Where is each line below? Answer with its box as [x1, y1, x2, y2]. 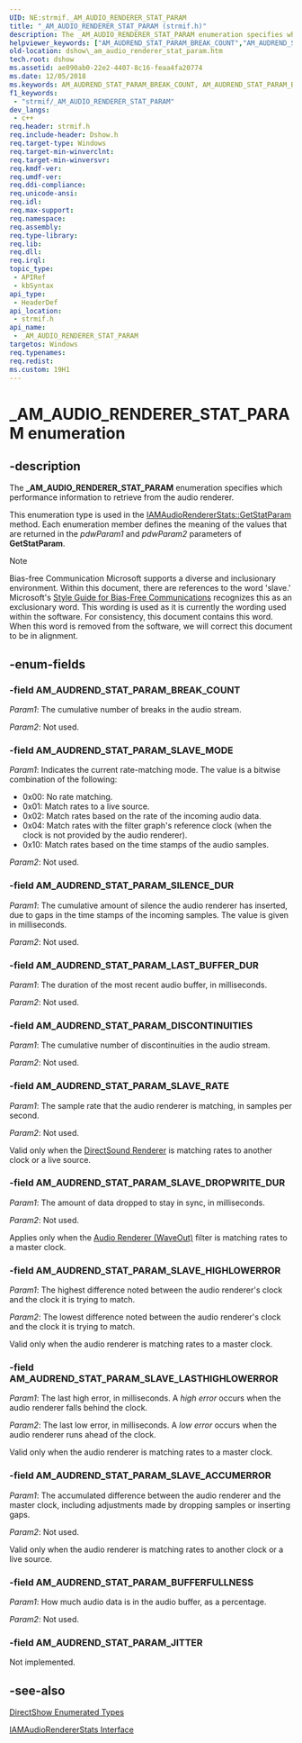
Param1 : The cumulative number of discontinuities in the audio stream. [9, 1039, 271, 1050]
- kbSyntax [13, 281, 54, 290]
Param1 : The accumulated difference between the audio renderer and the [9, 1490, 281, 1501]
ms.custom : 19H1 [9, 365, 70, 374]
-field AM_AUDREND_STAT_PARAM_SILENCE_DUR [9, 879, 235, 892]
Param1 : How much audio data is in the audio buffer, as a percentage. [9, 1596, 267, 1608]
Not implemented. [9, 1657, 76, 1667]
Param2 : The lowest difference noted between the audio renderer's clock [9, 1312, 281, 1322]
